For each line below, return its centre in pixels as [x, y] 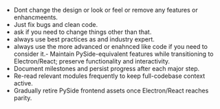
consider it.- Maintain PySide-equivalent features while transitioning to [113, 54]
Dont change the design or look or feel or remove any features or [106, 10]
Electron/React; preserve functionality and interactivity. [92, 61]
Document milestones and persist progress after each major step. [107, 69]
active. [23, 83]
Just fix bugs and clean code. [56, 24]
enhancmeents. [36, 17]
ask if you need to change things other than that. [82, 32]
